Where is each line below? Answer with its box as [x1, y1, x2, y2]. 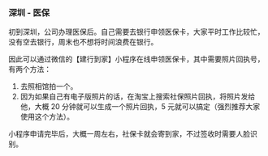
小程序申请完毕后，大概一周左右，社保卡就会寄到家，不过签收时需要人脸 [8, 129, 250, 139]
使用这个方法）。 [19, 112, 75, 122]
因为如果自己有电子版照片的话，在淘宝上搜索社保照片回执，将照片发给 [19, 91, 256, 102]
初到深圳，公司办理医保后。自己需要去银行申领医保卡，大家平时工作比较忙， [8, 27, 265, 37]
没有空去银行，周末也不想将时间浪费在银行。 [8, 37, 158, 47]
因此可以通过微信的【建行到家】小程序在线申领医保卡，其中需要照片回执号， [8, 54, 265, 64]
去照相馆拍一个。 [19, 82, 78, 91]
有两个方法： [8, 65, 51, 74]
